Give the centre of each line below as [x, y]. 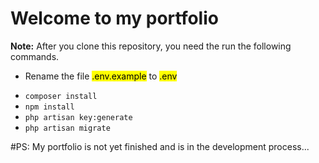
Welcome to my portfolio [114, 18]
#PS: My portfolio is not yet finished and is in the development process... [160, 146]
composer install [61, 96]
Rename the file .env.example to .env [101, 76]
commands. [35, 56]
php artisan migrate [67, 128]
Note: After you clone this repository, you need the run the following [151, 46]
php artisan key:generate [78, 117]
